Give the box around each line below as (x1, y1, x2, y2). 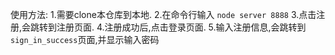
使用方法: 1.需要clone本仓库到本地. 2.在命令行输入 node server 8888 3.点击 (10, 9, 317, 20)
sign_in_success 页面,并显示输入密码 (10, 34, 160, 45)
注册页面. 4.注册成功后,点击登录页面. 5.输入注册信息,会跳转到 (56, 21, 307, 33)
